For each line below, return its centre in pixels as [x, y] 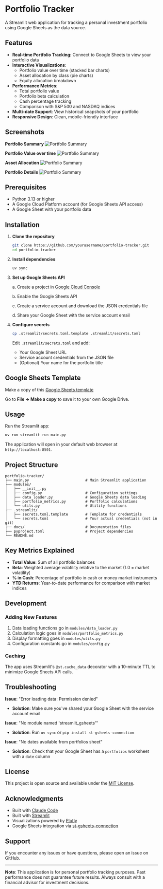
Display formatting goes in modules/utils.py [56, 638]
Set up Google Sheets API [38, 277]
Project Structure [32, 465]
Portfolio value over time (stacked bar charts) [65, 70]
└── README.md [19, 536]
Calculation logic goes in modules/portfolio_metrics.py [68, 633]
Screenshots [25, 132]
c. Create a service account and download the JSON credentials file [80, 306]
